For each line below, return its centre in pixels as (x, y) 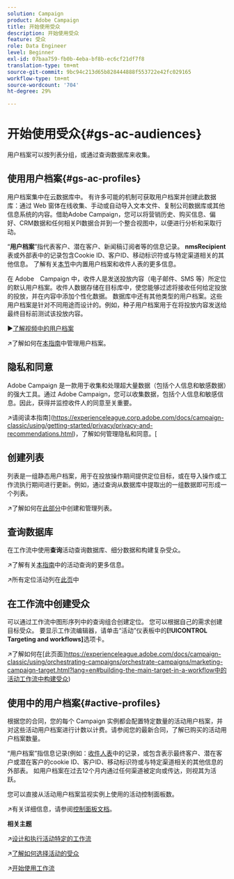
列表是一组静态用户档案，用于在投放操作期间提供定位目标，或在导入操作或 (114, 476)
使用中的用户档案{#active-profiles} (84, 703)
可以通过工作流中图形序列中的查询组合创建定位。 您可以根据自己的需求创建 (115, 622)
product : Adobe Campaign (43, 20)
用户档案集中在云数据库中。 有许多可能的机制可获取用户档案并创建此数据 (112, 196)
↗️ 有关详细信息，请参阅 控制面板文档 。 (62, 809)
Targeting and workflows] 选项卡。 (57, 639)
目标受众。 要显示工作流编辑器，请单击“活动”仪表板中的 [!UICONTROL (107, 630)
